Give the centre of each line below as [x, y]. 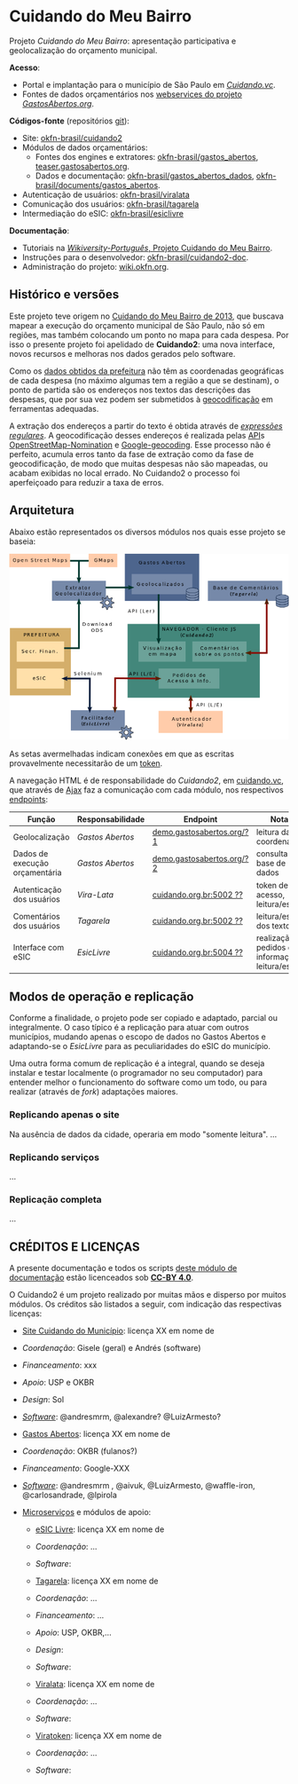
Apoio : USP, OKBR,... [74, 1633]
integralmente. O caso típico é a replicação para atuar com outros [129, 1028]
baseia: [23, 541]
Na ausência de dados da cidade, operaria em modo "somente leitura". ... [143, 1134]
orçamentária [37, 872]
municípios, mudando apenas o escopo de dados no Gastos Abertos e [137, 1037]
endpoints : [29, 800]
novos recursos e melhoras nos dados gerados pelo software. [122, 353]
